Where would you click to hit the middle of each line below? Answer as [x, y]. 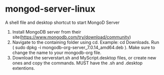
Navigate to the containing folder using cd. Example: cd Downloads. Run [85, 42]
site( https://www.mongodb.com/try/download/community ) [72, 37]
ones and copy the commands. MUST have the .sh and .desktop [77, 63]
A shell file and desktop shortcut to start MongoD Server [62, 22]
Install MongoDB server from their [47, 32]
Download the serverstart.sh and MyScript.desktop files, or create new [84, 57]
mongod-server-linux [50, 9]
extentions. [24, 68]
